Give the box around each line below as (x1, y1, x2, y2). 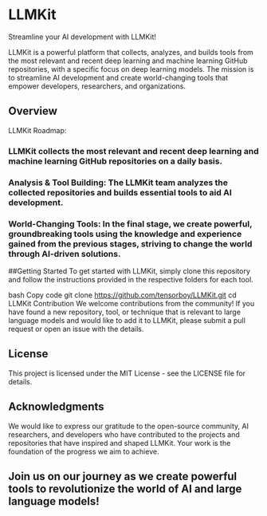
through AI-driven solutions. (8, 248, 121, 259)
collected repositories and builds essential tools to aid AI (8, 187, 233, 198)
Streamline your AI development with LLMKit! (8, 32, 157, 41)
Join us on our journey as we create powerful (8, 469, 238, 483)
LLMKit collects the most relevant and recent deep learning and (8, 145, 259, 156)
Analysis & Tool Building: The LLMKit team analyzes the (8, 177, 229, 188)
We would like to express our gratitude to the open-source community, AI (8, 421, 249, 431)
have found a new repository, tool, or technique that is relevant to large (8, 307, 241, 317)
